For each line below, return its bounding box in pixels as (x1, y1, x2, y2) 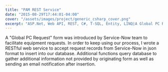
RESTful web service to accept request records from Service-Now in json (5, 45, 156, 51)
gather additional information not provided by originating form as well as (5, 56, 154, 62)
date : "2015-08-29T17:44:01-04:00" (5, 12, 79, 17)
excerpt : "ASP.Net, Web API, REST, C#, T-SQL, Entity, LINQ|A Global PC (5, 21, 160, 26)
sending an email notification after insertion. (5, 61, 96, 67)
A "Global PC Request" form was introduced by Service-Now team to (5, 35, 147, 41)
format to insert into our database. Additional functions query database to (5, 51, 157, 57)
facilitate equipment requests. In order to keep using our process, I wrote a (5, 40, 159, 46)
